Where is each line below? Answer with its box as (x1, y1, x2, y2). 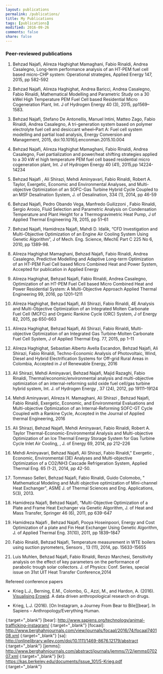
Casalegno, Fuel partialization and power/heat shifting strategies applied (12, 152, 158, 157)
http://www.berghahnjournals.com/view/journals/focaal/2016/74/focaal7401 (5, 627, 157, 634)
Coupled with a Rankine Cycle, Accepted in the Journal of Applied (12, 411, 145, 417)
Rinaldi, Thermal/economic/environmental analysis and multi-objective (12, 375, 154, 381)
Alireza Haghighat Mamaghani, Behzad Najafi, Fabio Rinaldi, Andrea (12, 251, 148, 257)
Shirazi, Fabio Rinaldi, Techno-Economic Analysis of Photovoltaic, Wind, (12, 351, 157, 356)
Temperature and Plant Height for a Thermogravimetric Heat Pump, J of (12, 212, 156, 218)
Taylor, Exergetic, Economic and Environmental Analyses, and (12, 182, 136, 187)
